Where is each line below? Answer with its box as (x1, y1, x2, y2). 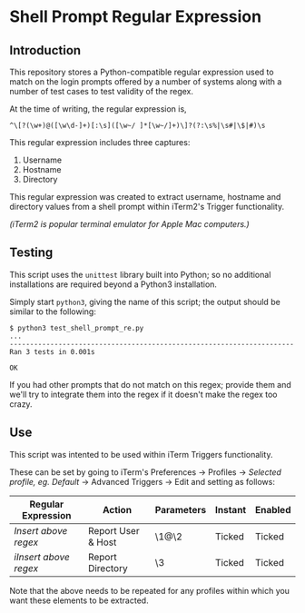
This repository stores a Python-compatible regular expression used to (9, 66, 274, 77)
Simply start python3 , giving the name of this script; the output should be (9, 296, 281, 307)
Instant (214, 503, 247, 516)
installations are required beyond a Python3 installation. (9, 279, 218, 290)
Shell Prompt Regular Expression (9, 6, 261, 27)
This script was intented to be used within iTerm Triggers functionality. (9, 449, 274, 460)
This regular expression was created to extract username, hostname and (9, 192, 281, 202)
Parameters (154, 503, 207, 516)
